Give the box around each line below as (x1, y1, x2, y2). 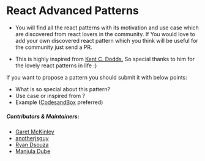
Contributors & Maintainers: (6, 113, 80, 120)
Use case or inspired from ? (15, 92, 86, 99)
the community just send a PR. (15, 43, 92, 51)
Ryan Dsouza (15, 141, 49, 148)
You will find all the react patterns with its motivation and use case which (15, 24, 199, 31)
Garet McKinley (15, 128, 54, 135)
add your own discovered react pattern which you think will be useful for (15, 37, 199, 44)
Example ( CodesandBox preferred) (15, 99, 103, 106)
